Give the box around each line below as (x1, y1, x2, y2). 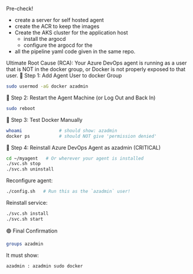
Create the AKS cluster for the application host (14, 29, 128, 36)
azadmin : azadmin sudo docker (6, 263, 83, 269)
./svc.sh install (6, 211, 49, 217)
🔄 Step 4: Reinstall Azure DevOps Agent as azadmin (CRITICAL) (6, 144, 161, 151)
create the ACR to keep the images (14, 23, 100, 30)
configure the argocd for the (23, 41, 93, 49)
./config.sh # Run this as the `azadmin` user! (6, 189, 131, 195)
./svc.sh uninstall (6, 166, 54, 172)
